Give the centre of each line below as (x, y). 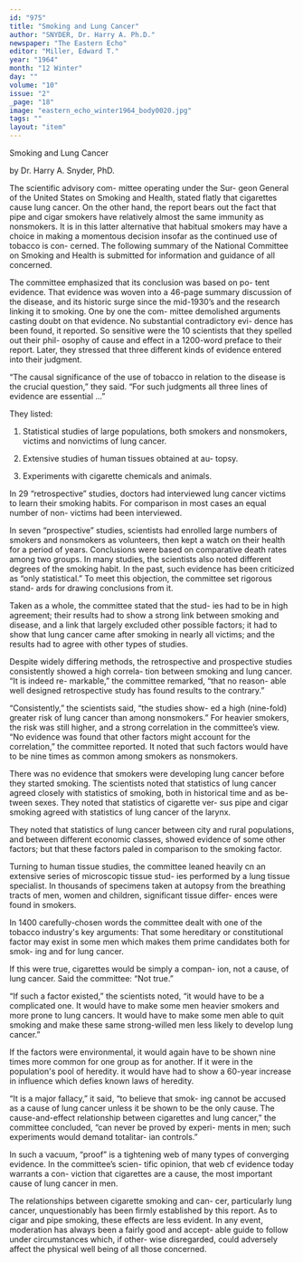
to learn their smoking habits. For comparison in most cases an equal (138, 503)
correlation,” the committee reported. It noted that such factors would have (149, 746)
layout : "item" (38, 128)
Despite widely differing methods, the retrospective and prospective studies (151, 661)
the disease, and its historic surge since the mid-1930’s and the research (145, 301)
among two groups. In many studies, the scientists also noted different (141, 559)
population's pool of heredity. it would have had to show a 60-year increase (151, 1071)
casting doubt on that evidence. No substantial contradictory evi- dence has (151, 321)
